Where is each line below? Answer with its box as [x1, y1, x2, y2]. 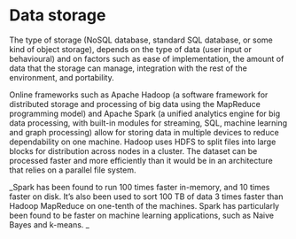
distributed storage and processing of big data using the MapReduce [9, 98, 261, 109]
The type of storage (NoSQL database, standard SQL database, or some [9, 35, 273, 45]
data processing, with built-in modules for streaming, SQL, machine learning [9, 117, 288, 128]
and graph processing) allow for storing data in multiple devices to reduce [9, 127, 279, 137]
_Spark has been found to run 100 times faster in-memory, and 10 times [9, 181, 270, 192]
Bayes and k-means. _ [9, 219, 90, 230]
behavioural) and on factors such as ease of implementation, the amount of [9, 53, 284, 64]
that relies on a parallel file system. [9, 165, 136, 175]
